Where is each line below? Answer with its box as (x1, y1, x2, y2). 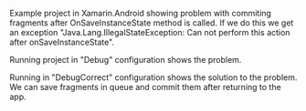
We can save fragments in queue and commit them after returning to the (9, 82, 281, 92)
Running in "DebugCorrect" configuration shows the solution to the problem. (9, 72, 298, 83)
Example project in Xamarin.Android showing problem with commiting (9, 8, 272, 18)
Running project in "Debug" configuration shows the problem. (9, 55, 242, 65)
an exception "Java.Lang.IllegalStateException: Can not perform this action (9, 27, 290, 37)
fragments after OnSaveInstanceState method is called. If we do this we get (9, 17, 294, 28)
